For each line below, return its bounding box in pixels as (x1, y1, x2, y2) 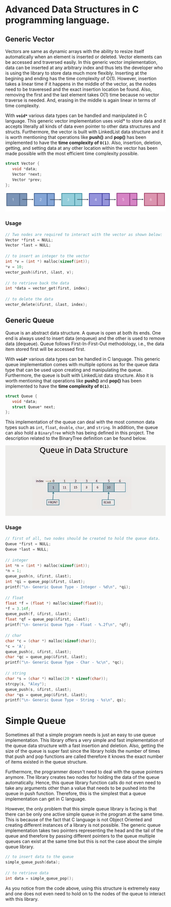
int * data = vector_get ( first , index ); (5, 286, 90, 291)
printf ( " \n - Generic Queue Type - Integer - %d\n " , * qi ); (5, 585, 131, 590)
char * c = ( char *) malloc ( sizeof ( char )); (5, 638, 97, 643)
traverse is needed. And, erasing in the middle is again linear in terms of (5, 97, 156, 103)
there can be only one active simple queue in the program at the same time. (5, 811, 164, 818)
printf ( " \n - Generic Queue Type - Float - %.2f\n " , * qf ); (5, 622, 131, 628)
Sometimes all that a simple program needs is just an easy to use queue (5, 732, 156, 738)
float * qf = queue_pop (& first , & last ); (5, 617, 90, 622)
